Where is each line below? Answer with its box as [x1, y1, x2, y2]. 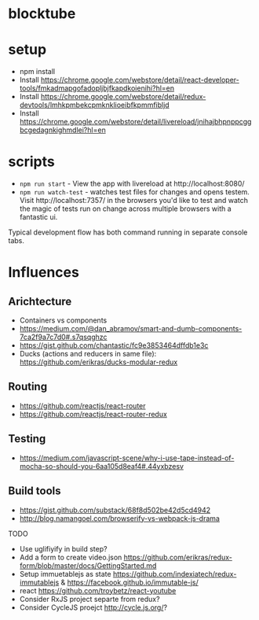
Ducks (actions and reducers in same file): [19, 349, 157, 359]
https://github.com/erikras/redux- [123, 552, 233, 562]
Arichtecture [8, 294, 72, 308]
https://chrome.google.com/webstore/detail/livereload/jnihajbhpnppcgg [19, 117, 252, 127]
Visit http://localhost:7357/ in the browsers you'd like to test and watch [19, 196, 249, 205]
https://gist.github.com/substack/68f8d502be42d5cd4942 [19, 505, 211, 515]
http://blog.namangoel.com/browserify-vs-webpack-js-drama [19, 513, 220, 523]
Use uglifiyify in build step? [19, 544, 108, 553]
